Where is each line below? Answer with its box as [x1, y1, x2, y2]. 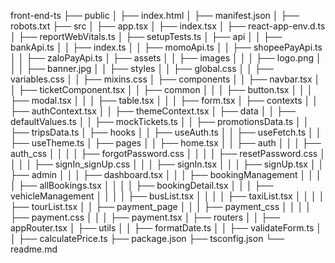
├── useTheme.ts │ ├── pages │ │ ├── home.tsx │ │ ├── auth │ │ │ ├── [10, 137, 322, 149]
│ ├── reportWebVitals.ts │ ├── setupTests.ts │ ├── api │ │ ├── [10, 31, 283, 42]
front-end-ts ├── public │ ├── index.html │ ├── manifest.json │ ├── [10, 10, 300, 21]
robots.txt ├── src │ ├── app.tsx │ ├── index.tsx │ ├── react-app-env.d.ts [10, 20, 326, 32]
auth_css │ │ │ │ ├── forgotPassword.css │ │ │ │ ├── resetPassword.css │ [10, 148, 326, 159]
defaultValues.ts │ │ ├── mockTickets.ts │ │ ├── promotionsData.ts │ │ [10, 116, 310, 127]
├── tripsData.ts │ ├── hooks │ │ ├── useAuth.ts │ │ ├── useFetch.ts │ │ [10, 126, 322, 138]
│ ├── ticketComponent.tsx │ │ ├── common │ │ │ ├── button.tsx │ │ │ [10, 84, 313, 95]
